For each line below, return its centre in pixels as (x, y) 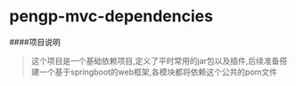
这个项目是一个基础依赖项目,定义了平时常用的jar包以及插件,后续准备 (155, 60)
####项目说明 (35, 42)
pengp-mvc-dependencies (111, 16)
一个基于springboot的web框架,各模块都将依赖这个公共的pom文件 (158, 72)
